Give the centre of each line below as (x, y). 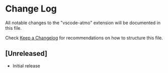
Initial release (26, 65)
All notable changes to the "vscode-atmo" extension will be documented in (83, 23)
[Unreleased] (26, 54)
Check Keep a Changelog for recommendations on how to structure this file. (84, 38)
